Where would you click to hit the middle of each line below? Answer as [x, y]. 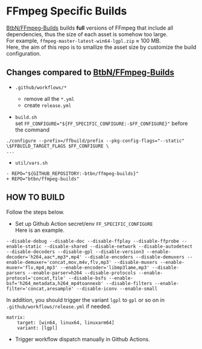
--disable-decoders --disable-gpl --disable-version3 [75, 252]
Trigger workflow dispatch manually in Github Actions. [82, 339]
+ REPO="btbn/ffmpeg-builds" [43, 179]
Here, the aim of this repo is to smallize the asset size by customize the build [101, 47]
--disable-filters [129, 283]
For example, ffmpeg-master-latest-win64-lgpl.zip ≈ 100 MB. [84, 40]
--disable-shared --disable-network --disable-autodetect [118, 246]
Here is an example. [40, 230]
